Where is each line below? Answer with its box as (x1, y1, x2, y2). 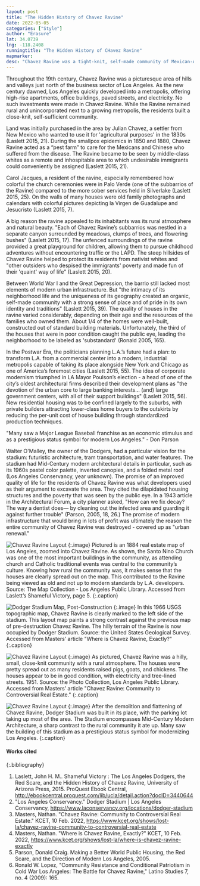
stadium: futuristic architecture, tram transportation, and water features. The (6, 454, 193, 461)
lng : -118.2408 (6, 42, 44, 48)
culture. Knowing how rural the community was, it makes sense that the (6, 566, 182, 574)
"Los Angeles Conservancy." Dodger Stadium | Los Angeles (14, 798, 162, 805)
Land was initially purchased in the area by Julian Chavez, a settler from (6, 125, 183, 132)
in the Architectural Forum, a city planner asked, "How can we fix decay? (6, 498, 185, 505)
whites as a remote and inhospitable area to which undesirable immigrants (6, 156, 189, 163)
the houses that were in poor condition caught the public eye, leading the (6, 330, 186, 337)
